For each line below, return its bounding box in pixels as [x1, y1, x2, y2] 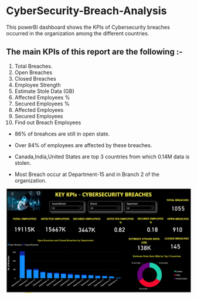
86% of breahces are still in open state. [14, 130, 110, 137]
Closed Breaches [14, 75, 57, 82]
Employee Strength [14, 81, 61, 88]
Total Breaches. [14, 62, 53, 69]
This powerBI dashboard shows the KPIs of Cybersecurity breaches [6, 24, 170, 31]
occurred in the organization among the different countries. [6, 29, 150, 36]
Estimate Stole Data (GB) [14, 87, 74, 95]
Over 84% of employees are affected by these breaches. [14, 141, 152, 148]
